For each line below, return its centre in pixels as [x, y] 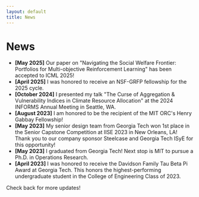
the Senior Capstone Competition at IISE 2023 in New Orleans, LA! [96, 132]
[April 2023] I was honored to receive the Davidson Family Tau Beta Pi [101, 164]
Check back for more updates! [43, 188]
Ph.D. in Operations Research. [51, 157]
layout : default [26, 12]
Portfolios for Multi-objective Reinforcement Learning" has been [93, 69]
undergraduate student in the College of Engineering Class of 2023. [98, 176]
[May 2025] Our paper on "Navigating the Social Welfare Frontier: [95, 63]
